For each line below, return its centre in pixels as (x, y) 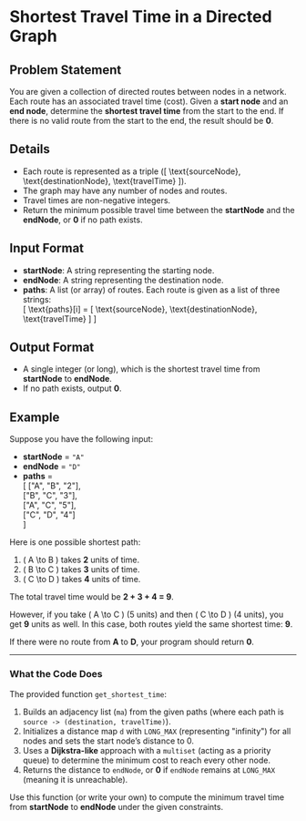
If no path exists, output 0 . (72, 388)
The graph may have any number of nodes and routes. (125, 190)
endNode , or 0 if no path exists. (82, 220)
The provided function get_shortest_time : (88, 693)
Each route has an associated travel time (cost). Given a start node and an (149, 101)
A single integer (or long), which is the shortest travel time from (141, 369)
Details (30, 149)
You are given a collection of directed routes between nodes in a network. (148, 92)
